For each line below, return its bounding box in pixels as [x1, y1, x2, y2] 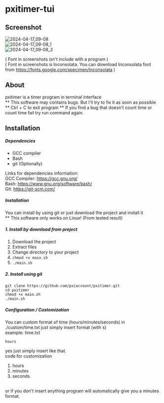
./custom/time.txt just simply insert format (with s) [5, 325, 107, 330]
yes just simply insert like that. [5, 348, 66, 354]
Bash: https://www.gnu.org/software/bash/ [5, 181, 92, 187]
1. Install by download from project [5, 226, 78, 232]
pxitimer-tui [5, 3, 55, 15]
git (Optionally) [12, 161, 43, 167]
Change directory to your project [12, 249, 79, 255]
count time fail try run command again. [5, 110, 84, 115]
